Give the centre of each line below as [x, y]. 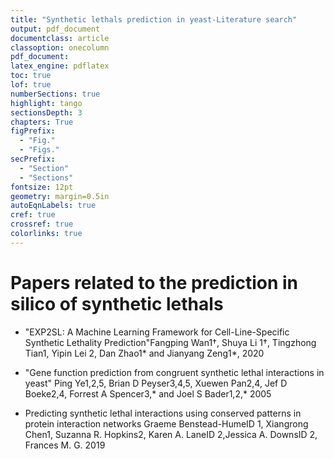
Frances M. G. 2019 [65, 445]
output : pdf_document [55, 29]
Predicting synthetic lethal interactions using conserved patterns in [163, 413]
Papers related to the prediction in [154, 282]
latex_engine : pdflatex [60, 66]
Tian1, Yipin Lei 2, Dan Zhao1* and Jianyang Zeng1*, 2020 [144, 353]
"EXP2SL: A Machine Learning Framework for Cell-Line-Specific [157, 332]
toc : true [31, 76]
